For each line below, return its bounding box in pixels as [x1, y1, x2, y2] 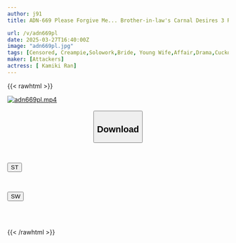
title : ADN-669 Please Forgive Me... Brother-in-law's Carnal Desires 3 [7, 17, 225, 24]
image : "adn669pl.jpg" [7, 43, 74, 50]
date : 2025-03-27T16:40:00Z [7, 36, 90, 43]
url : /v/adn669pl [7, 30, 58, 37]
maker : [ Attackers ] [7, 56, 65, 63]
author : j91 [7, 10, 42, 18]
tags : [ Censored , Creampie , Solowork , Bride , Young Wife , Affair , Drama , [7, 49, 216, 56]
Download [97, 124, 139, 135]
